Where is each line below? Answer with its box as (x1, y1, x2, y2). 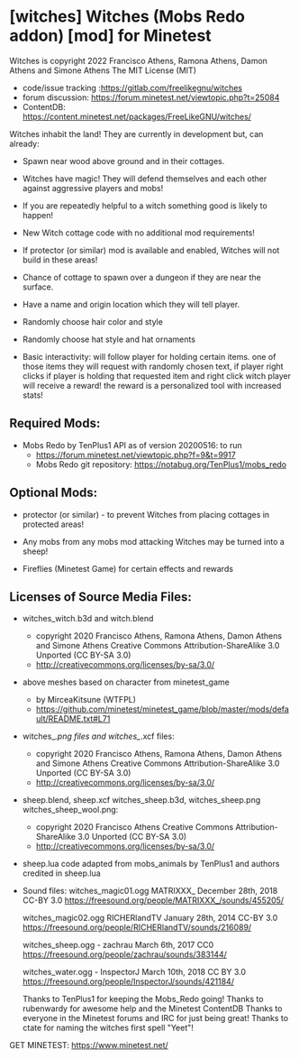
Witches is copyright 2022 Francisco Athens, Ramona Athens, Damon (9, 55, 268, 66)
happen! (22, 209, 54, 220)
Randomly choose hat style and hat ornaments (22, 334, 196, 345)
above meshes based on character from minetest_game (22, 677, 230, 687)
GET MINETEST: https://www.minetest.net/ (9, 1040, 168, 1051)
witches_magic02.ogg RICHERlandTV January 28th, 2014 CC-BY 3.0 (22, 913, 278, 924)
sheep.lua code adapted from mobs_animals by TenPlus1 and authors (22, 859, 280, 870)
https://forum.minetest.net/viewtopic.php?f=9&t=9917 (35, 449, 236, 460)
